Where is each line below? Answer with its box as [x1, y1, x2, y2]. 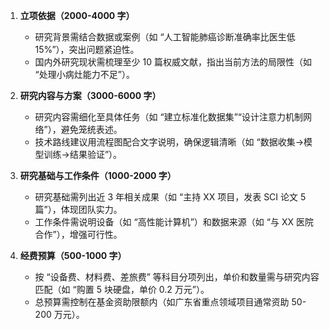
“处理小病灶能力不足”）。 [34, 69, 135, 80]
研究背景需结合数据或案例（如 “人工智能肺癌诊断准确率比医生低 [34, 31, 296, 43]
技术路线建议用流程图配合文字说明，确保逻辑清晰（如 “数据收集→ [34, 136, 305, 148]
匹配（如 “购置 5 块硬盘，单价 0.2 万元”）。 [34, 284, 210, 295]
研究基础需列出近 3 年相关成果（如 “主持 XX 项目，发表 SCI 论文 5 [34, 191, 307, 203]
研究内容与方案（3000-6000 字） [19, 90, 162, 101]
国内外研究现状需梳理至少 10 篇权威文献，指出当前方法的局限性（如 [34, 56, 312, 68]
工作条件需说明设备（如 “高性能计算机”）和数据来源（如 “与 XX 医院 [34, 216, 314, 228]
